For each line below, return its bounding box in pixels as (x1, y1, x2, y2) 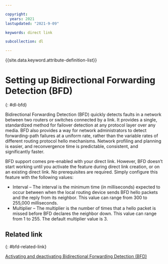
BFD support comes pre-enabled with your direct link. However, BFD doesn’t (5, 158, 163, 164)
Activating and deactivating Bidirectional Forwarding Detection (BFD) (5, 253, 147, 259)
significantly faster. (5, 148, 44, 155)
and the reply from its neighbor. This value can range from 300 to (12, 194, 147, 200)
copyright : (5, 11, 28, 16)
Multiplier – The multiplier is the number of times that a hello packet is (12, 205, 156, 211)
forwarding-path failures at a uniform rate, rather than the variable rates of (5, 133, 158, 139)
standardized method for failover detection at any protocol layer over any (5, 122, 156, 128)
